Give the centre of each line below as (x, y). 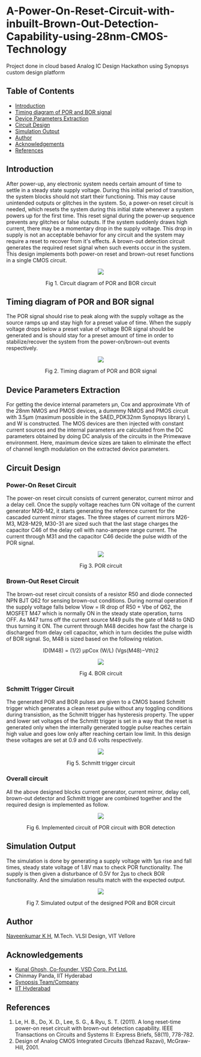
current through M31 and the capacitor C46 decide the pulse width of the (97, 536)
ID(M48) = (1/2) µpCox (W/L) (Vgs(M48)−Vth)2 (101, 651)
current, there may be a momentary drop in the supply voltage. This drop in (99, 228)
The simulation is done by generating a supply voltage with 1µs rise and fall (99, 861)
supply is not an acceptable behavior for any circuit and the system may (95, 235)
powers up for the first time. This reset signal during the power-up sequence (101, 215)
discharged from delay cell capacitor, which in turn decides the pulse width (99, 633)
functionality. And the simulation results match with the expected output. (96, 880)
